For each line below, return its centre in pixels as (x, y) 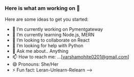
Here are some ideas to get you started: (47, 20)
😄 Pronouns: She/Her (35, 64)
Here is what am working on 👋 (42, 8)
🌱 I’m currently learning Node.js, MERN (53, 35)
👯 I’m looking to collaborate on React (51, 40)
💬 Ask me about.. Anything (40, 51)
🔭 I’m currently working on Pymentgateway (58, 29)
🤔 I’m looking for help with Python (48, 46)
